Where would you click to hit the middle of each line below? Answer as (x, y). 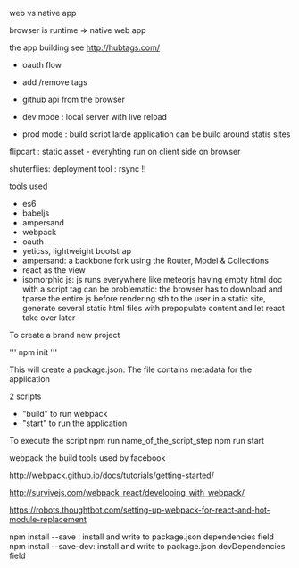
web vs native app (43, 13)
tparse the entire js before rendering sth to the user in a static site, (144, 298)
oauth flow (42, 65)
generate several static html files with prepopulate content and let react (154, 308)
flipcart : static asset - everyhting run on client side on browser (125, 152)
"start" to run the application (75, 423)
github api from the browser (73, 99)
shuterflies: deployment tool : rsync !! (78, 169)
